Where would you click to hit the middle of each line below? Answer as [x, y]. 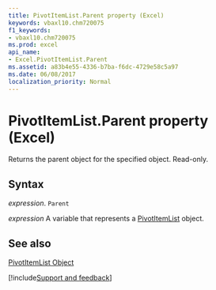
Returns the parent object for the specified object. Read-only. [108, 160]
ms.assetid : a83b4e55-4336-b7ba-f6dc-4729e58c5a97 [93, 67]
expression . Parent [39, 203]
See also [30, 243]
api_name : [25, 52]
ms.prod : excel [33, 45]
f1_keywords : [30, 30]
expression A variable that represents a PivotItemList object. [106, 219]
